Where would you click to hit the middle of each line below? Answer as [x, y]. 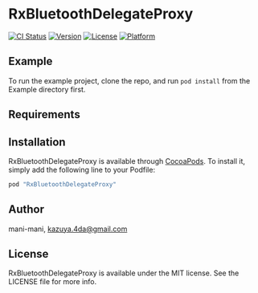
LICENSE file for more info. [53, 282]
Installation [37, 142]
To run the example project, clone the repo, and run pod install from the [129, 80]
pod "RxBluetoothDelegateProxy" [62, 184]
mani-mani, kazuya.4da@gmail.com [68, 229]
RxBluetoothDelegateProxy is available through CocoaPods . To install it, [127, 161]
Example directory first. [47, 89]
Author [26, 210]
